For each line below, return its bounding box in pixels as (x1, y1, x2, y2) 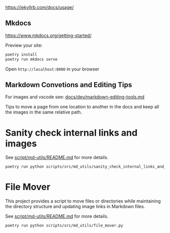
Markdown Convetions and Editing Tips (5, 81, 133, 89)
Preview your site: (5, 42, 43, 48)
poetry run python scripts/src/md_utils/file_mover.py (5, 223, 123, 228)
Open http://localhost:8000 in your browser (5, 66, 100, 72)
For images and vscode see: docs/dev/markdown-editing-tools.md (5, 94, 145, 100)
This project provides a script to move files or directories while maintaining (5, 198, 161, 204)
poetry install (5, 52, 37, 57)
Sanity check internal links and (5, 127, 138, 138)
